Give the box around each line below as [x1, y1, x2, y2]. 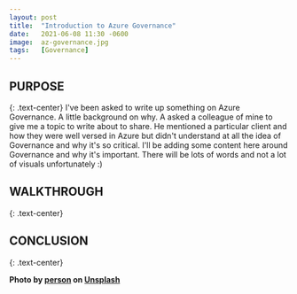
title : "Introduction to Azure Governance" [9, 21, 176, 30]
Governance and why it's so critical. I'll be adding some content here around [9, 139, 288, 151]
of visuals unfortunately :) [9, 159, 104, 169]
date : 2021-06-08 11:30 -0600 [9, 29, 129, 38]
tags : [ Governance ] [9, 46, 90, 55]
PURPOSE [9, 79, 65, 94]
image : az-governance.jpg [9, 37, 109, 47]
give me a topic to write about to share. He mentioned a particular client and [9, 120, 287, 131]
